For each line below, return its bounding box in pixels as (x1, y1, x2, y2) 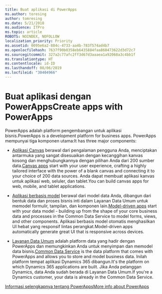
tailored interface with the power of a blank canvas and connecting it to (12, 168, 155, 173)
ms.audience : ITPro (5, 25, 45, 30)
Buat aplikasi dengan (5, 91, 91, 102)
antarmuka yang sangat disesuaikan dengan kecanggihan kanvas (12, 152, 143, 158)
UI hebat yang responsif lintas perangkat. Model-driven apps (12, 223, 133, 229)
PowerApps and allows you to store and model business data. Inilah (12, 253, 147, 259)
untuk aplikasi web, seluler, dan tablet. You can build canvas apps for (12, 178, 149, 184)
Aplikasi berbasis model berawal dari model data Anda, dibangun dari (12, 192, 151, 199)
